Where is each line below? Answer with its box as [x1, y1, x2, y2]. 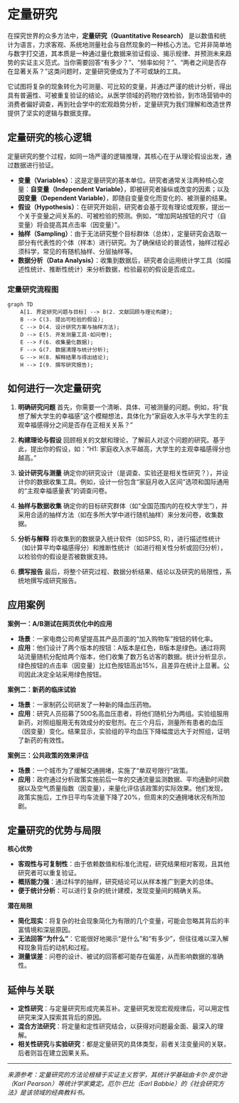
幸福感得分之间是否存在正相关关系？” [23, 421, 133, 429]
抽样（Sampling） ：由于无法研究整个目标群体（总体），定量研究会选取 [17, 229, 221, 238]
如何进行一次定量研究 [7, 382, 101, 395]
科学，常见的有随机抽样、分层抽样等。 [23, 247, 137, 255]
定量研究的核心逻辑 [7, 132, 92, 144]
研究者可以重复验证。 [17, 869, 80, 877]
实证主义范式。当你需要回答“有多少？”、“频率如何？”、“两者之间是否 [19, 58, 221, 66]
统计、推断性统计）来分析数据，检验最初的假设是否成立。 [30, 265, 199, 273]
